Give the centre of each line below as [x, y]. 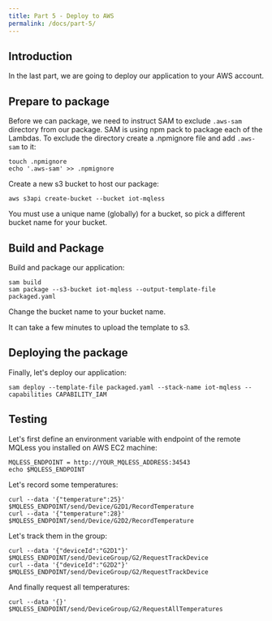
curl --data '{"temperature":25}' [67, 499]
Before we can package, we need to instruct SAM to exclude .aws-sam [125, 121]
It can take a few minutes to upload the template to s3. [99, 327]
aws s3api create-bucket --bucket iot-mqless [86, 199]
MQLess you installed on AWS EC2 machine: [83, 447]
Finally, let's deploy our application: [68, 372]
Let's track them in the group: [58, 536]
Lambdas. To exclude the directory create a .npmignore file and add [122, 138]
